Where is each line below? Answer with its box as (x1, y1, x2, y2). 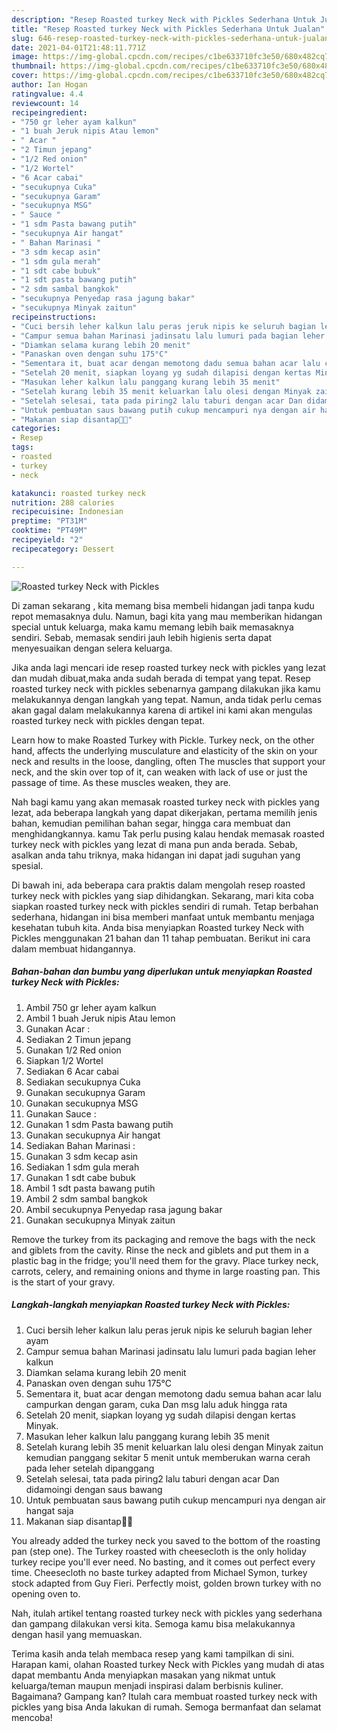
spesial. (11, 859, 44, 871)
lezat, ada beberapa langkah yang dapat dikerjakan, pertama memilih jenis (11, 806, 318, 818)
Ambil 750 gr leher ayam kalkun (25, 1001, 157, 1013)
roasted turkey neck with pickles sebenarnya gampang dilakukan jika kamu (11, 682, 321, 695)
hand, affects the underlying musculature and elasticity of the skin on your (11, 744, 318, 756)
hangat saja (25, 1504, 74, 1516)
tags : (11, 442, 34, 453)
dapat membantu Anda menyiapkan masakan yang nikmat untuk (11, 1669, 276, 1681)
